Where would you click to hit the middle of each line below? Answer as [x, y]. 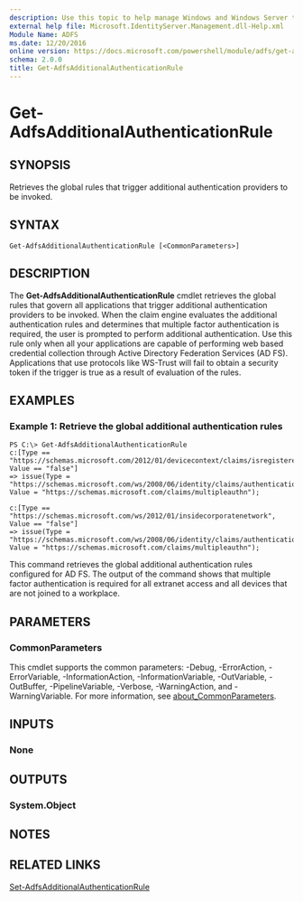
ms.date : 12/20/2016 [48, 43]
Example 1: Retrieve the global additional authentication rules [146, 426]
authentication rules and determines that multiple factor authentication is [144, 324]
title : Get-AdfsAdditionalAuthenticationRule [96, 69]
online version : [40, 52]
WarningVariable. [41, 696]
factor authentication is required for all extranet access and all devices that [148, 584]
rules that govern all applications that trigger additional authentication [138, 305]
